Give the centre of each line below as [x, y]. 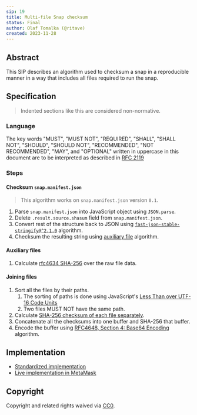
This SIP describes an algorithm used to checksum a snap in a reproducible [98, 71]
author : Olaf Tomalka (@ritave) [46, 28]
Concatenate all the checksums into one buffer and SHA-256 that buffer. [102, 321]
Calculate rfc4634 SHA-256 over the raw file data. [76, 263]
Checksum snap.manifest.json [44, 187]
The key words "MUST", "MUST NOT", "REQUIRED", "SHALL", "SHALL [91, 139]
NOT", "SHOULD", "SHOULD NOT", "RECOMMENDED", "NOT [80, 145]
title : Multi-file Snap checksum [47, 17]
